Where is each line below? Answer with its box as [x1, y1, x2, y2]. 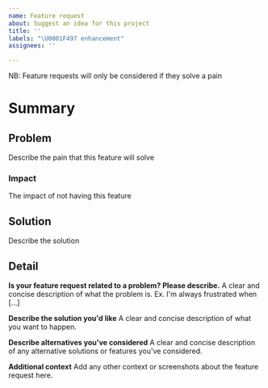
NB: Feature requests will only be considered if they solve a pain [8, 71, 223, 81]
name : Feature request [8, 11, 85, 20]
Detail [8, 259, 39, 273]
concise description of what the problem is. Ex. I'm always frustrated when [8, 290, 258, 299]
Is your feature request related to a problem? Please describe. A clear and [8, 281, 260, 290]
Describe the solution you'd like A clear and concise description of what [8, 314, 252, 323]
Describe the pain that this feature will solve [8, 152, 155, 162]
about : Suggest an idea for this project [8, 19, 150, 27]
